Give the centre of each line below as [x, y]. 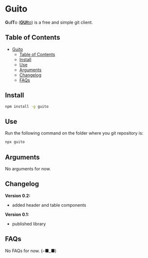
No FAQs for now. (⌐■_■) [31, 251]
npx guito [15, 142]
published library [29, 224]
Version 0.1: [17, 214]
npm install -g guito [27, 106]
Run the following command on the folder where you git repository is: [74, 133]
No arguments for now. [28, 168]
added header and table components [49, 205]
